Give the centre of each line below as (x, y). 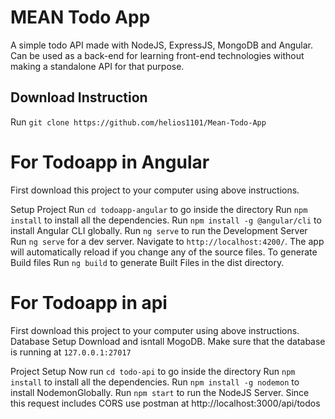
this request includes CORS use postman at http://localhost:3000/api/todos (165, 403)
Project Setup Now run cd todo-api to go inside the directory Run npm (153, 371)
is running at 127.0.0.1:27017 (71, 352)
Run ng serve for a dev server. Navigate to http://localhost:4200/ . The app (167, 241)
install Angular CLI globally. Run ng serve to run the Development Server (159, 230)
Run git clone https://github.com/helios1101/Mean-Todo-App (138, 122)
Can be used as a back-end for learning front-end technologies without (157, 55)
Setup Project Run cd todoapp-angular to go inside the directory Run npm (159, 209)
